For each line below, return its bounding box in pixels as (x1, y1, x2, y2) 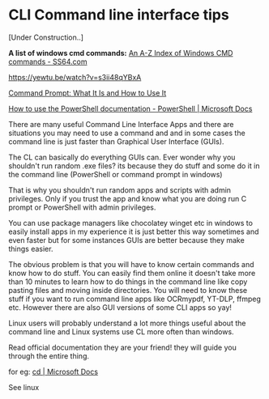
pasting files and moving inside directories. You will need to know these (8, 285, 248, 295)
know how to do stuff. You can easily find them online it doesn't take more (8, 268, 256, 278)
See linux (8, 382, 40, 392)
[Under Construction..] (8, 32, 83, 42)
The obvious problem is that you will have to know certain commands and (8, 259, 254, 269)
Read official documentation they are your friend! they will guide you (8, 342, 237, 352)
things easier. (8, 244, 53, 253)
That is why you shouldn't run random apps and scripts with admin (8, 185, 232, 195)
